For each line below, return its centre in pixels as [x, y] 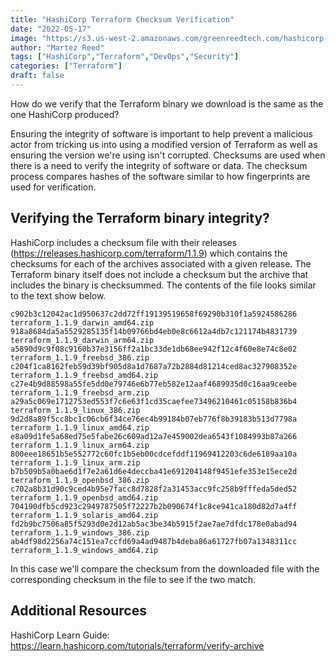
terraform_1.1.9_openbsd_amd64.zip [84, 497]
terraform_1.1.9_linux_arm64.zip [80, 445]
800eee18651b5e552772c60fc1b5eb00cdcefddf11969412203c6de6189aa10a [154, 454]
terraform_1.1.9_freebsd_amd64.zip [84, 375]
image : [24, 38]
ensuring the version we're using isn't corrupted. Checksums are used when [168, 155]
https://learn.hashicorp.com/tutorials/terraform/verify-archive [137, 645]
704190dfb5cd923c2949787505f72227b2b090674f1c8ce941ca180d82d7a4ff [154, 506]
